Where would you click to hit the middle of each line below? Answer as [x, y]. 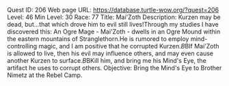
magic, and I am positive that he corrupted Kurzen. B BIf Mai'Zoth [129, 46]
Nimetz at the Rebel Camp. [45, 75]
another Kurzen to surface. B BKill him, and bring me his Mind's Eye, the [107, 60]
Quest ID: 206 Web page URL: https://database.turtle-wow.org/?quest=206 [113, 10]
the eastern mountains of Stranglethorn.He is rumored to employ [98, 39]
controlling [22, 46]
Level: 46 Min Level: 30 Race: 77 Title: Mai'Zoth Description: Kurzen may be [114, 17]
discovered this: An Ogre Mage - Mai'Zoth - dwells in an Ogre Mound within [114, 31]
